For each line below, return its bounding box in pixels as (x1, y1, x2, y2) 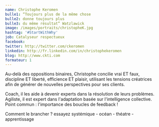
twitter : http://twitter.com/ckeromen (5, 44, 84, 49)
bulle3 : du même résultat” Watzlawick (5, 21, 84, 26)
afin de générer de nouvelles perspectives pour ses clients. (5, 82, 125, 88)
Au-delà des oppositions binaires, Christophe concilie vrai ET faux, (5, 71, 140, 77)
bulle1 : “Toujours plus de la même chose (5, 12, 91, 17)
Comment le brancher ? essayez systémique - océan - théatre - (5, 111, 134, 117)
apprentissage (5, 116, 34, 122)
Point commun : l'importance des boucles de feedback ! (5, 101, 119, 107)
